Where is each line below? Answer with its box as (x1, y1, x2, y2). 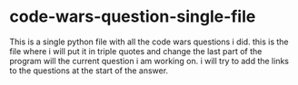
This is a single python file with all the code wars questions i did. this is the (9, 36, 289, 47)
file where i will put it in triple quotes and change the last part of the (9, 45, 263, 56)
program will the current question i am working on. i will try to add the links (9, 55, 289, 66)
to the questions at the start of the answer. (9, 65, 169, 76)
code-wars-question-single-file (9, 6, 256, 27)
